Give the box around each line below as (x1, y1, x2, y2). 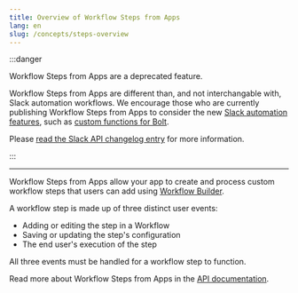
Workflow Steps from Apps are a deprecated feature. (9, 71, 203, 82)
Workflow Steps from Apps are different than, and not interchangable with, (9, 88, 282, 99)
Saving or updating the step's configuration (21, 230, 181, 241)
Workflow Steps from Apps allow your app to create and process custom (9, 177, 275, 187)
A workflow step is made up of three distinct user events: (9, 203, 218, 214)
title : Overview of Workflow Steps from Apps (9, 12, 180, 22)
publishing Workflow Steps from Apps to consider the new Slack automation (9, 107, 288, 118)
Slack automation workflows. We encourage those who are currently (9, 98, 260, 108)
